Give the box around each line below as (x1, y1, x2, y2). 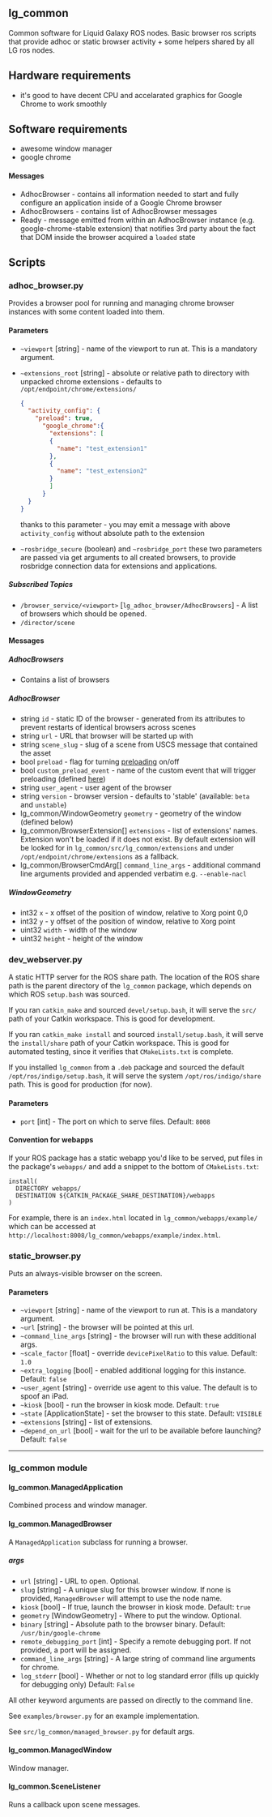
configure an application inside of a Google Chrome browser (19, 198, 223, 208)
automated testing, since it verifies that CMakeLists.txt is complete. (8, 1047, 234, 1056)
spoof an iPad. (19, 1391, 69, 1401)
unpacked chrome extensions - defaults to (19, 376, 162, 386)
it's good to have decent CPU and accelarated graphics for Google (19, 90, 243, 100)
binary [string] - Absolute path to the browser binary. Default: (19, 1619, 226, 1629)
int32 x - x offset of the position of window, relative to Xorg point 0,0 (19, 908, 249, 918)
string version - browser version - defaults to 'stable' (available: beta (19, 791, 250, 801)
